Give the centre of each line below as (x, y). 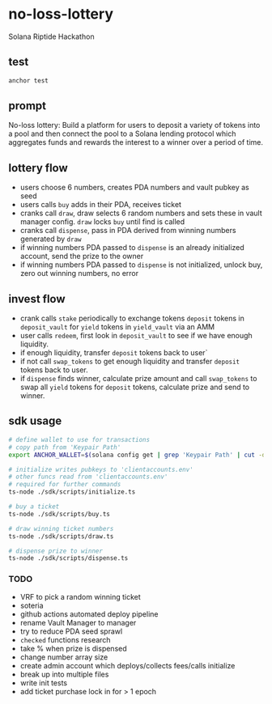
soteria (32, 605)
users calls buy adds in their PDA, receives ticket (101, 205)
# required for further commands (65, 485)
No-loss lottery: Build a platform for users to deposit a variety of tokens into (134, 125)
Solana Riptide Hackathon (51, 36)
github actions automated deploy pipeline (89, 614)
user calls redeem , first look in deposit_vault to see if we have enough (136, 336)
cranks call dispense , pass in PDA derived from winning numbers (128, 231)
